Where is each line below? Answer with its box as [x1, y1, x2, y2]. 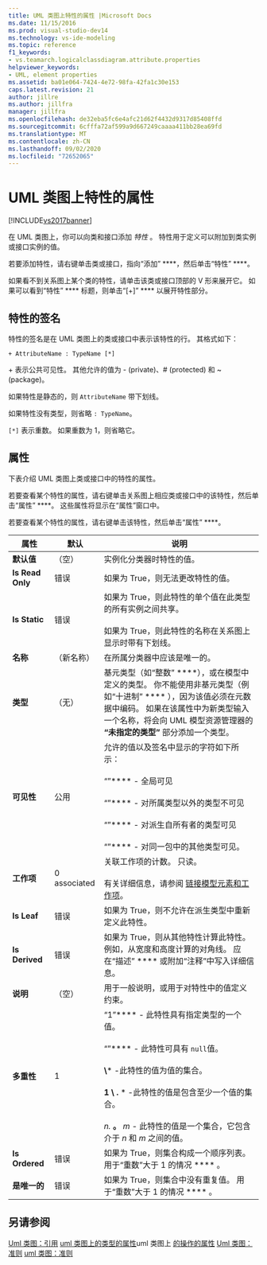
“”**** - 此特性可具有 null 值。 [103, 1043, 224, 1054]
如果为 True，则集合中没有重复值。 [103, 1174, 234, 1185]
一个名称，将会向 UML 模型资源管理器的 [103, 714, 253, 726]
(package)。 [8, 375, 49, 384]
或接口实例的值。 [8, 242, 64, 251]
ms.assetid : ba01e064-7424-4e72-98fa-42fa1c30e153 [8, 78, 180, 86]
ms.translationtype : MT [8, 130, 87, 138]
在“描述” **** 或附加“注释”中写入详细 [103, 956, 246, 967]
